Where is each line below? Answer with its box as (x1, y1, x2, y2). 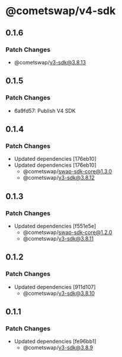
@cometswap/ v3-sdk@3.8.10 (23, 290, 95, 297)
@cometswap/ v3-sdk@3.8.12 (23, 174, 95, 181)
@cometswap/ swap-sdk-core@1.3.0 (23, 168, 113, 175)
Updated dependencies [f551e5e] (14, 222, 97, 229)
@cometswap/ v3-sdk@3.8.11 (23, 235, 94, 242)
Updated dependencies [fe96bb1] (14, 338, 97, 345)
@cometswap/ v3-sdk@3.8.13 (14, 59, 86, 66)
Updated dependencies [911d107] (14, 283, 96, 290)
